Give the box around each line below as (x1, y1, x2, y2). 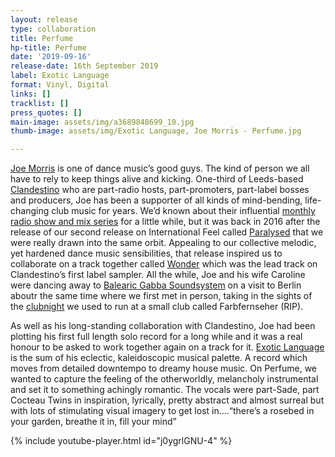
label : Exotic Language (10, 71, 110, 81)
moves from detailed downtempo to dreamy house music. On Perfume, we (10, 362, 317, 375)
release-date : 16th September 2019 (10, 61, 159, 71)
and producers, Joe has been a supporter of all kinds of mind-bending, (10, 194, 303, 206)
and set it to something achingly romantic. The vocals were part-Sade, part (10, 384, 320, 396)
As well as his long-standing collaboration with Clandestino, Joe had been (10, 320, 316, 332)
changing (10, 205, 50, 217)
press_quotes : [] (10, 107, 83, 118)
